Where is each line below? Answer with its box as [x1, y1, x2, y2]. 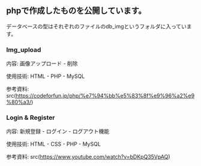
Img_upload [6, 46, 41, 54]
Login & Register [6, 113, 55, 122]
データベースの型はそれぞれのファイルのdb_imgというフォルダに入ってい [6, 23, 187, 30]
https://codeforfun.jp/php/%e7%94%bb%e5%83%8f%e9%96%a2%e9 [16, 92, 195, 99]
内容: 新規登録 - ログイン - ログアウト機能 [6, 128, 110, 135]
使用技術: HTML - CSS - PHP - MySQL [6, 140, 101, 148]
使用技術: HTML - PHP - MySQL [6, 73, 85, 80]
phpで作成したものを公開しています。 [6, 5, 146, 16]
